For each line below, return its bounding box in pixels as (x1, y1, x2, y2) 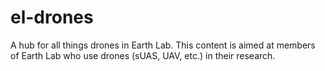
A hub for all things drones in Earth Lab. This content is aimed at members (10, 39, 316, 51)
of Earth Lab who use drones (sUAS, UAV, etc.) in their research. (10, 49, 276, 61)
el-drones (10, 6, 94, 29)
